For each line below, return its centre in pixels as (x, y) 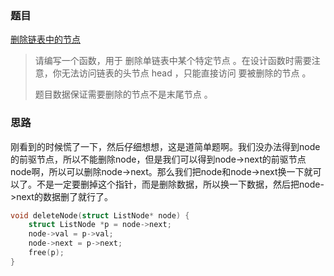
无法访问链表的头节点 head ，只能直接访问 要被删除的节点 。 (186, 73)
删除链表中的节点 (45, 39)
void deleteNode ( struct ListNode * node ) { (100, 215)
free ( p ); (46, 253)
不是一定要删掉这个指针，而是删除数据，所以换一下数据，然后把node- (180, 184)
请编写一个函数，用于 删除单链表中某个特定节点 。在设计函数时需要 (173, 61)
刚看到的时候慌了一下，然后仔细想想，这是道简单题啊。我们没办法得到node (165, 146)
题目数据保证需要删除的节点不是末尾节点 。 (123, 94)
